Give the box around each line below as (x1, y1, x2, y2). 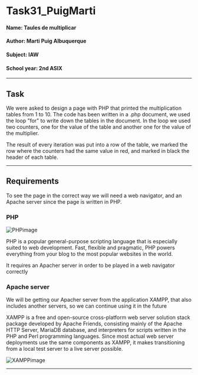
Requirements (6, 176, 59, 187)
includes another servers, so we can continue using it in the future (6, 302, 167, 309)
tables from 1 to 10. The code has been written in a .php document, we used (6, 110, 190, 118)
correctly (6, 268, 28, 275)
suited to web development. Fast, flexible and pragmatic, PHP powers (6, 244, 175, 252)
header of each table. (6, 154, 58, 161)
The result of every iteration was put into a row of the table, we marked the (6, 141, 188, 148)
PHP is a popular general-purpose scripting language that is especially (6, 238, 178, 245)
